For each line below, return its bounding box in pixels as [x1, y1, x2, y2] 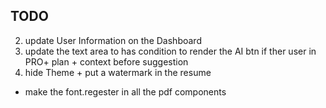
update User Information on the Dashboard [24, 34, 202, 46]
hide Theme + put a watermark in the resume [24, 66, 212, 78]
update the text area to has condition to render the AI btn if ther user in [24, 45, 317, 57]
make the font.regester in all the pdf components [24, 85, 227, 98]
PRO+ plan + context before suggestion [24, 55, 189, 68]
